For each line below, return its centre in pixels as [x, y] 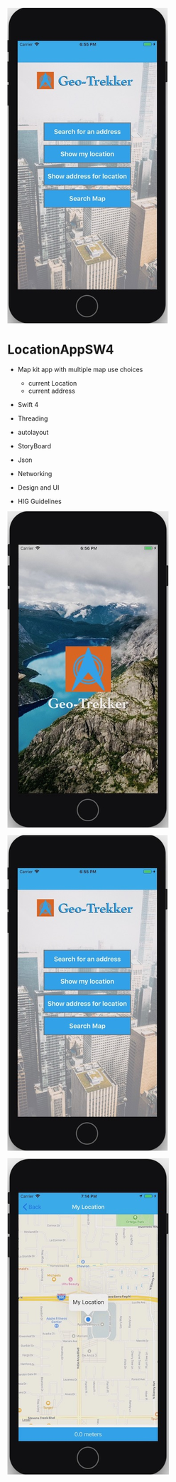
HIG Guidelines [39, 501]
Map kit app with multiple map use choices [80, 369]
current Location [53, 383]
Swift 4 [28, 404]
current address [52, 391]
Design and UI [38, 487]
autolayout [33, 432]
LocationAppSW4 [61, 350]
